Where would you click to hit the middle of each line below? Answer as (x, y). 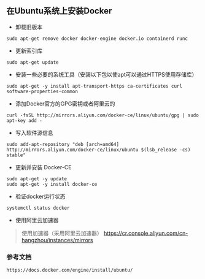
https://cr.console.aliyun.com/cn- (146, 233)
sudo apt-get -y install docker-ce (52, 184)
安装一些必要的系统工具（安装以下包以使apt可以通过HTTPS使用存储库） (106, 74)
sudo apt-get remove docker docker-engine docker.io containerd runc (97, 39)
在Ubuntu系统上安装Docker (59, 11)
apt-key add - (25, 120)
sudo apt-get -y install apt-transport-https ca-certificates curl (95, 86)
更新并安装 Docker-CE (43, 167)
